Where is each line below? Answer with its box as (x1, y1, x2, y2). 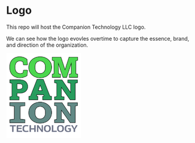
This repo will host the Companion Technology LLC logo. (6, 23, 146, 31)
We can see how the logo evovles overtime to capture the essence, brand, (6, 35, 190, 42)
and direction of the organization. (6, 41, 89, 48)
